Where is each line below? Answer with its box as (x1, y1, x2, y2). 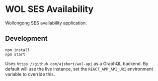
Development (5, 34, 48, 43)
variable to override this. (5, 71, 55, 77)
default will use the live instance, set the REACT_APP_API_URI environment (5, 66, 153, 72)
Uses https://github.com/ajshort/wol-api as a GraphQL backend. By (5, 61, 149, 67)
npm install (5, 47, 30, 53)
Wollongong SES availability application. (5, 20, 87, 26)
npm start (5, 52, 26, 57)
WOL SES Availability (5, 3, 94, 15)
